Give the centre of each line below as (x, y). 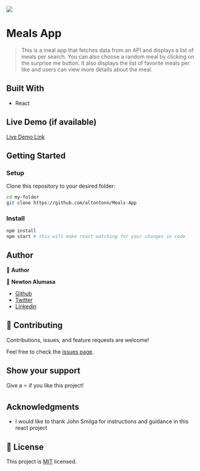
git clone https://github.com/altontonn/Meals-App (72, 203)
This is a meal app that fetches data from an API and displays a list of (107, 50)
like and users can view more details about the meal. (87, 69)
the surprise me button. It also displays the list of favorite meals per (105, 63)
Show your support (43, 371)
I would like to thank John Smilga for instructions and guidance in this (102, 421)
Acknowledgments (43, 407)
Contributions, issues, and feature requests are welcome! (78, 340)
